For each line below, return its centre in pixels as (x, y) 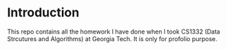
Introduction (43, 13)
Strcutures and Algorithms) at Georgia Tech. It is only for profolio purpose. (112, 38)
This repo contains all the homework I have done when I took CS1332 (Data (113, 32)
